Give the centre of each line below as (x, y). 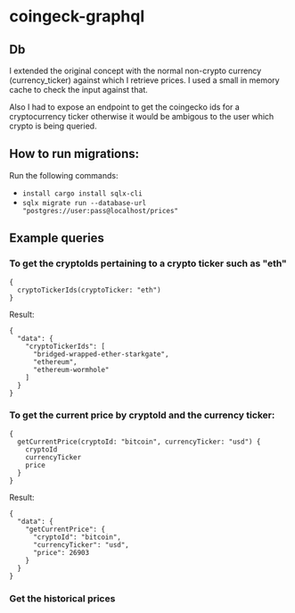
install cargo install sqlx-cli (82, 194)
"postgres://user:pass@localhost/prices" (100, 211)
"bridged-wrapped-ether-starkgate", (101, 354)
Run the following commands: (64, 175)
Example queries (57, 238)
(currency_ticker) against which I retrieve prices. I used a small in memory (144, 80)
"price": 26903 (61, 552)
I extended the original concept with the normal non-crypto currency (135, 70)
